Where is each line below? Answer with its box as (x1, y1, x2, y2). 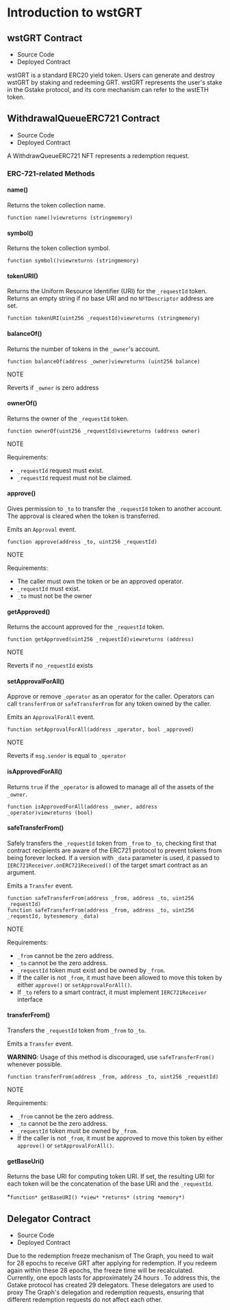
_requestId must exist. (16, 584, 81, 592)
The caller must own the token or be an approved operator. (16, 577, 183, 585)
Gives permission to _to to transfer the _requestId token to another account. (7, 504, 222, 512)
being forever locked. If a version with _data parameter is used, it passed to (7, 853, 220, 861)
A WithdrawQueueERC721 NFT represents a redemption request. (7, 151, 190, 159)
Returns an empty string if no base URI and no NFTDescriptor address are (7, 294, 214, 303)
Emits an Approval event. (7, 525, 77, 533)
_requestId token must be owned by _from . (16, 1127, 138, 1135)
